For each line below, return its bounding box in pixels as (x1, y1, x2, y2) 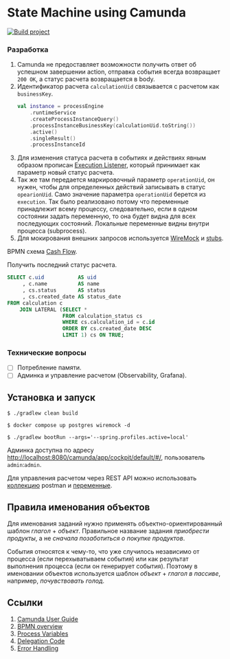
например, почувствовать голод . (7, 576, 105, 585)
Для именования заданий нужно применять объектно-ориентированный (7, 519, 223, 528)
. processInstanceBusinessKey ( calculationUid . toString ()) (30, 122, 196, 129)
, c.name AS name (22, 281, 100, 288)
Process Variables (16, 629, 69, 638)
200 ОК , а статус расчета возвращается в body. (16, 75, 156, 83)
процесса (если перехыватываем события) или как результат (7, 555, 189, 563)
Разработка (7, 45, 49, 54)
